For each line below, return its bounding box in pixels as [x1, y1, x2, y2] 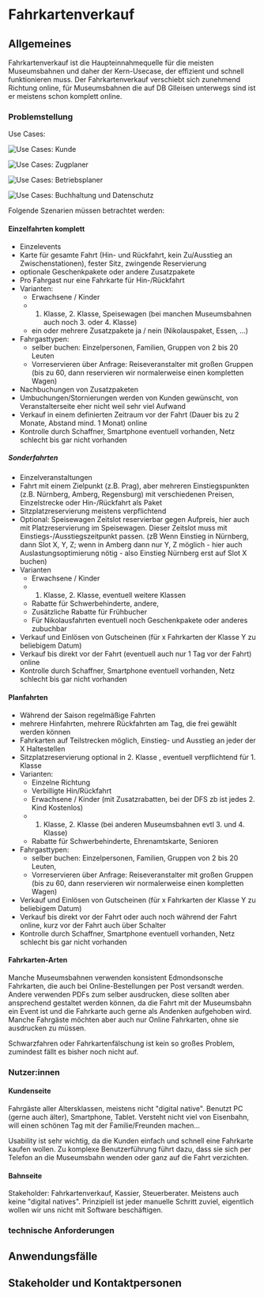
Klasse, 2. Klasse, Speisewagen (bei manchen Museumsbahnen [43, 308, 251, 318]
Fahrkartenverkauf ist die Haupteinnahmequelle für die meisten [8, 58, 214, 67]
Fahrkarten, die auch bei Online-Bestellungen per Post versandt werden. [8, 981, 244, 990]
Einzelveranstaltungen [19, 473, 92, 482]
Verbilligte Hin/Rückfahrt [31, 785, 112, 796]
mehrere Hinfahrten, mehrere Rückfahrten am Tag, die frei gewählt [19, 718, 237, 728]
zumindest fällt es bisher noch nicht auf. [8, 1046, 139, 1057]
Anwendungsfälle [8, 1250, 98, 1263]
